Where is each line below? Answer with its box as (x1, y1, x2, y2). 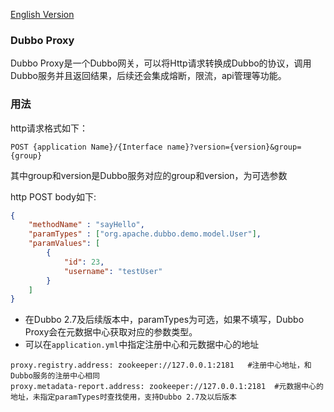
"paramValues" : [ (28, 239, 101, 249)
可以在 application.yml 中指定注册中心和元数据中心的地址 (24, 339, 260, 351)
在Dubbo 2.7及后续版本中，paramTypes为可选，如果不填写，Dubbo (24, 314, 305, 326)
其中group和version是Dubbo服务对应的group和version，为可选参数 (10, 169, 288, 181)
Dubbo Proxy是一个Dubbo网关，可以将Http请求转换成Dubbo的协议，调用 (10, 57, 312, 69)
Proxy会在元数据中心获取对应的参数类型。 (24, 326, 198, 338)
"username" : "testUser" (63, 266, 163, 276)
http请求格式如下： (10, 122, 89, 134)
